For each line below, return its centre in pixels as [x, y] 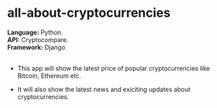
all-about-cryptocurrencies [89, 13]
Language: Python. [35, 32]
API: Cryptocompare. [38, 39]
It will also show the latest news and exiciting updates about [104, 89]
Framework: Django [36, 47]
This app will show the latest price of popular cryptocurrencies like [113, 68]
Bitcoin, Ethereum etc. [49, 76]
